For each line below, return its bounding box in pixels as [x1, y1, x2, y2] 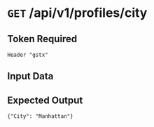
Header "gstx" [7, 51, 49, 58]
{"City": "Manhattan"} [7, 113, 73, 120]
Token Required [7, 33, 78, 45]
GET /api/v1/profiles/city [7, 5, 148, 21]
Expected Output [7, 94, 83, 106]
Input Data [7, 70, 54, 82]
